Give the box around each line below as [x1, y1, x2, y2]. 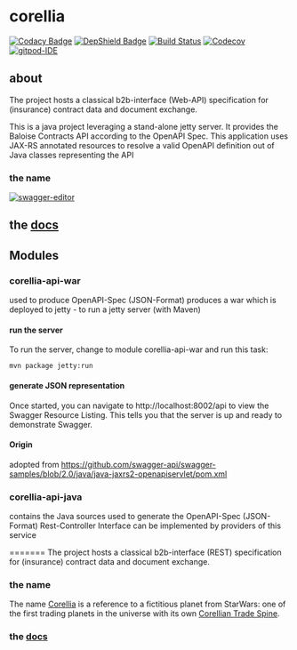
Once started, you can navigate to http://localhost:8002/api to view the [9, 400, 269, 411]
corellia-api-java [9, 491, 83, 503]
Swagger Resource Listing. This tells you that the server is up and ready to [9, 409, 283, 420]
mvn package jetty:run [9, 362, 93, 371]
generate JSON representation [9, 380, 125, 390]
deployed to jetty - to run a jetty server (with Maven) [9, 304, 202, 315]
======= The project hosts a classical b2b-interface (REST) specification [9, 547, 282, 558]
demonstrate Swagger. [9, 419, 93, 429]
